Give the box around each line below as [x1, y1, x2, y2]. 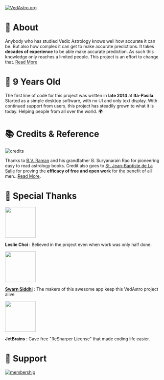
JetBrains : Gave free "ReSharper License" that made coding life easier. [5, 336, 150, 342]
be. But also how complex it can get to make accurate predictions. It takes [5, 43, 154, 49]
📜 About [5, 22, 39, 33]
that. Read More [5, 59, 38, 65]
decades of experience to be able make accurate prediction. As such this [5, 49, 154, 54]
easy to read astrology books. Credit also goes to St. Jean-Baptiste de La [5, 163, 153, 168]
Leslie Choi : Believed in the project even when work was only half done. [5, 242, 152, 247]
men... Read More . [5, 173, 41, 179]
